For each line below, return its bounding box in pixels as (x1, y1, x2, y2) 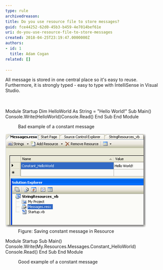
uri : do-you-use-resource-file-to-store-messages (5, 30, 113, 35)
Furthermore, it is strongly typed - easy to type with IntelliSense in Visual (5, 82, 158, 88)
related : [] (5, 57, 31, 62)
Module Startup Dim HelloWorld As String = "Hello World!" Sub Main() (5, 108, 152, 114)
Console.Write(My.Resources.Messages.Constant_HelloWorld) (5, 243, 137, 250)
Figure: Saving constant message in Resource (18, 228, 115, 234)
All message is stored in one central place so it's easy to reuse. (5, 77, 138, 83)
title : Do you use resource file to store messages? (5, 19, 120, 24)
